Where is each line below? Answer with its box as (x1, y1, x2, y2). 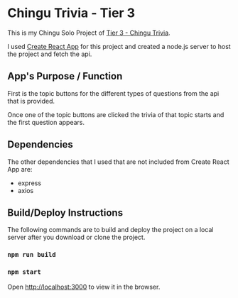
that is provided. (7, 96, 55, 105)
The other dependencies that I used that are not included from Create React (7, 158, 229, 166)
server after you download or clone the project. (7, 233, 146, 242)
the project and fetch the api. (7, 50, 92, 58)
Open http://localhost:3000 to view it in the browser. (7, 282, 161, 291)
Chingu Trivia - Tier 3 (7, 5, 136, 21)
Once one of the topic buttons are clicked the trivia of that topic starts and (7, 110, 225, 118)
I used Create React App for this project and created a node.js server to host (7, 42, 231, 50)
